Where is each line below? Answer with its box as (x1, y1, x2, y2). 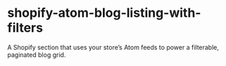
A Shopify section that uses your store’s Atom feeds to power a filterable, (7, 43, 220, 51)
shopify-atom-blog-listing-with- (7, 5, 201, 21)
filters (7, 20, 44, 36)
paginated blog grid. (7, 51, 66, 59)
